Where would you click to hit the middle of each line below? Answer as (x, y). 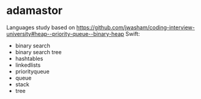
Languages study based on (41, 27)
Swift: (133, 33)
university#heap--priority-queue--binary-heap (65, 33)
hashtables (29, 58)
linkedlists (28, 65)
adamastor (35, 11)
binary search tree (38, 52)
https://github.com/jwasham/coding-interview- (135, 27)
